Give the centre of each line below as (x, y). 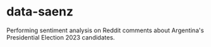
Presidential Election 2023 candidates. (61, 37)
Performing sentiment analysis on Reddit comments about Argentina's (105, 30)
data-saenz (40, 12)
